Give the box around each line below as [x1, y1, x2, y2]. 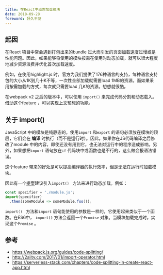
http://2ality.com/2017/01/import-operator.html [12, 254, 105, 260]
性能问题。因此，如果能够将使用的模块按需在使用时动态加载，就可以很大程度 [5, 55, 158, 61]
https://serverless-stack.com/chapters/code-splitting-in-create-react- [12, 259, 153, 265]
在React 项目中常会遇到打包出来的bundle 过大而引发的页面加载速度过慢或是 [5, 49, 156, 55]
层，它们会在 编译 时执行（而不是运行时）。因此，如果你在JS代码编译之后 [5, 135, 151, 141]
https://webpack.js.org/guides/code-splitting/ [12, 249, 103, 255]
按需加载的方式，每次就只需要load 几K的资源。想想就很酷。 [9, 83, 129, 90]
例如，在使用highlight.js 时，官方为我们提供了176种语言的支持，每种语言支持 [5, 71, 158, 78]
